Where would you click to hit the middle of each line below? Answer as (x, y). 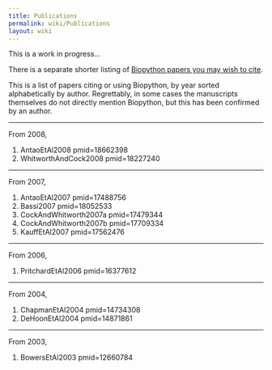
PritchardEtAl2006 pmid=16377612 (78, 271)
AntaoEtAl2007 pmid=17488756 (73, 198)
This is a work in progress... (55, 54)
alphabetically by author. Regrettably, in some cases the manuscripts (123, 94)
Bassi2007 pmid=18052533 (66, 206)
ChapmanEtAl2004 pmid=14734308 (80, 310)
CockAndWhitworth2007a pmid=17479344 (91, 215)
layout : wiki (30, 31)
